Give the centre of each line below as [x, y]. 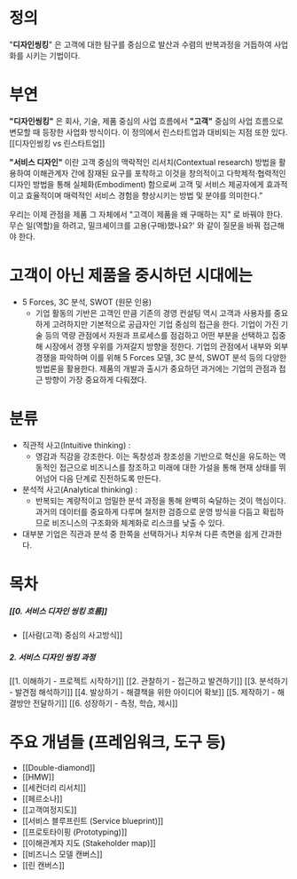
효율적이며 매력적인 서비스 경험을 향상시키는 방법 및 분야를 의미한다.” [144, 195]
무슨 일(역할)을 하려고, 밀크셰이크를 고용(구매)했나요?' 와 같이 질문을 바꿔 [135, 225]
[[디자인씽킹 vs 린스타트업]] [57, 143]
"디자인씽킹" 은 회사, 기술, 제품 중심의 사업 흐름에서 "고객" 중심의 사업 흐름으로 [146, 121]
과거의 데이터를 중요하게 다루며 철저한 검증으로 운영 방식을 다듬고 [148, 511]
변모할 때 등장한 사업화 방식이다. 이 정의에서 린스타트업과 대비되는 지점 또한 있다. [148, 132]
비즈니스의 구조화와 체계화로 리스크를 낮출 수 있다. [138, 523]
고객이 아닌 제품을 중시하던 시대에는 [131, 276]
